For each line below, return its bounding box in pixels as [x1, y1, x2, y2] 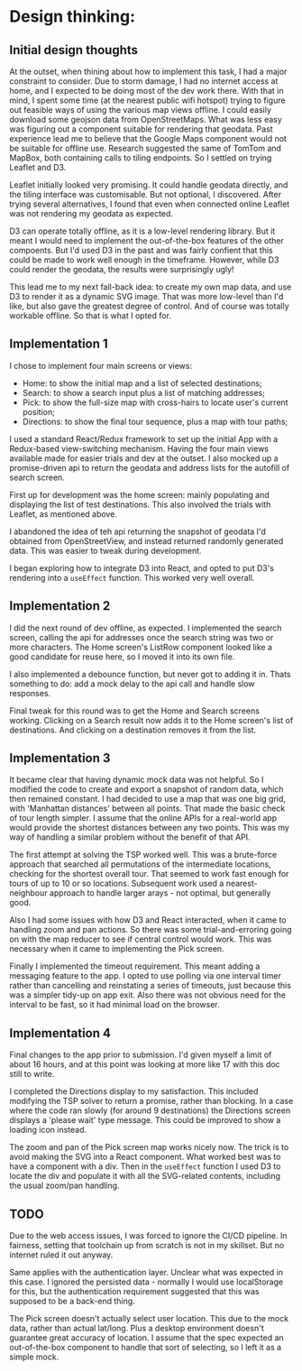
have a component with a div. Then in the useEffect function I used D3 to [9, 1161, 281, 1172]
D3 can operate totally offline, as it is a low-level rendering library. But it [9, 225, 276, 236]
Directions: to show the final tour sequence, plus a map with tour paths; [22, 416, 288, 427]
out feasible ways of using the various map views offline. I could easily [9, 105, 272, 115]
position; [22, 406, 56, 417]
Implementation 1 [9, 336, 108, 352]
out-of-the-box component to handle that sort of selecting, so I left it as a [9, 1342, 282, 1353]
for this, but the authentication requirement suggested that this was [9, 1286, 260, 1297]
